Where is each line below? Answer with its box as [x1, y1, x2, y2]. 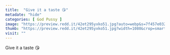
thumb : [5, 26, 19, 31]
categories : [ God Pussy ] [5, 17, 62, 22]
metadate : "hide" [5, 12, 42, 17]
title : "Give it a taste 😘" [5, 7, 68, 13]
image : [5, 21, 19, 27]
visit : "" [5, 31, 26, 36]
